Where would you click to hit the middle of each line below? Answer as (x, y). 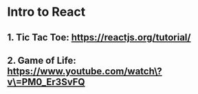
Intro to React (46, 12)
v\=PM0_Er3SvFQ (46, 82)
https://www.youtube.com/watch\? (85, 71)
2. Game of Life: (42, 60)
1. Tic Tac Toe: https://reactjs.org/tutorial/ (99, 37)
